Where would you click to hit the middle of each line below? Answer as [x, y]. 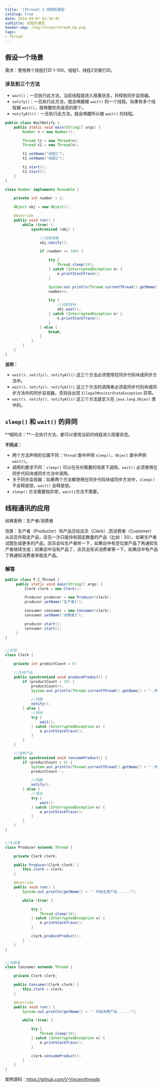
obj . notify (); [54, 243]
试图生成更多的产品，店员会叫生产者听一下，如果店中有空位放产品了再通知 [79, 543]
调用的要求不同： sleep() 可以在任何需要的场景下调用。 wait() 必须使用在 [85, 467]
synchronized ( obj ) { [53, 229]
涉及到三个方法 [23, 84]
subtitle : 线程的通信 [25, 23]
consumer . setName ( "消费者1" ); [54, 615]
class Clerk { [19, 655]
